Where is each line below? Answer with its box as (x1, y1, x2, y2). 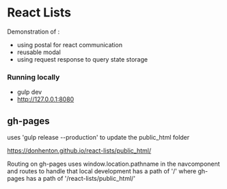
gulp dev (16, 88, 42, 97)
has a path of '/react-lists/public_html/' (26, 175, 135, 183)
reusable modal (16, 48, 62, 56)
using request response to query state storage (16, 55, 148, 63)
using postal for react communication (16, 40, 123, 49)
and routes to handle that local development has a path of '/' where (7, 167, 197, 175)
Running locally (7, 72, 60, 81)
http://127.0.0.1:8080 (16, 95, 75, 103)
